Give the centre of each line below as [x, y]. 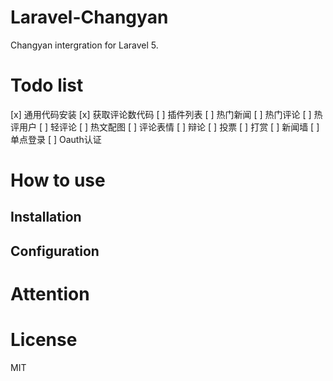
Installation [46, 217]
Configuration [55, 251]
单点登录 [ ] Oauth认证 [56, 139]
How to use [58, 180]
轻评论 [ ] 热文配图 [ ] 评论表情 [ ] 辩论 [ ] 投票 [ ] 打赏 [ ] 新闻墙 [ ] [185, 127]
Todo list [47, 85]
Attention [50, 294]
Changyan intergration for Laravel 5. [84, 45]
